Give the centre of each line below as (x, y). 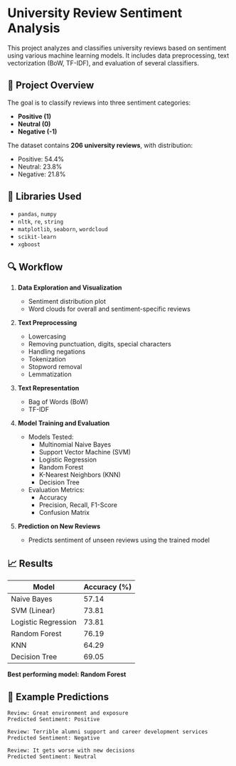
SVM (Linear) (33, 611)
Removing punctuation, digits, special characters (100, 344)
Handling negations (57, 352)
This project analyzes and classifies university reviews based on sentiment (117, 48)
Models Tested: (51, 437)
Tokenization (47, 359)
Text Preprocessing (47, 323)
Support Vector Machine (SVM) (85, 452)
